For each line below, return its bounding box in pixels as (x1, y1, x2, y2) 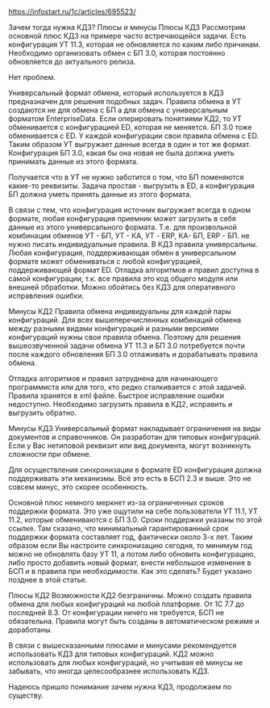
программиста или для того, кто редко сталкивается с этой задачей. (8, 383, 247, 392)
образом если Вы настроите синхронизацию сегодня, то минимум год (8, 541, 252, 550)
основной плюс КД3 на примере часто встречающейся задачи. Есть (8, 31, 247, 40)
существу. (8, 690, 44, 700)
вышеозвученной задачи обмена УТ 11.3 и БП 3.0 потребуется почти (8, 341, 246, 350)
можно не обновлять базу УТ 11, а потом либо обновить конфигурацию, (8, 549, 256, 559)
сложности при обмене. (8, 450, 92, 459)
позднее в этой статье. (8, 575, 88, 584)
